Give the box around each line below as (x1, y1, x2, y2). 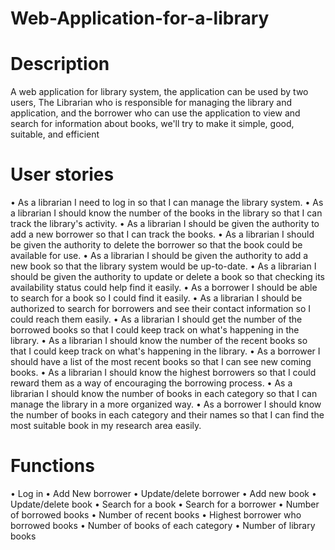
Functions (10, 455, 95, 477)
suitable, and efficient (10, 128, 100, 141)
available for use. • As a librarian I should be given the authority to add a (10, 250, 309, 262)
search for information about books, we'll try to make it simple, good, (10, 118, 295, 130)
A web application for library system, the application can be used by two (10, 86, 309, 98)
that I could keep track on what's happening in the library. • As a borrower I (10, 345, 321, 357)
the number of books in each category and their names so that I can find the (10, 409, 325, 421)
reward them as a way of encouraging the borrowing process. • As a (10, 377, 293, 389)
